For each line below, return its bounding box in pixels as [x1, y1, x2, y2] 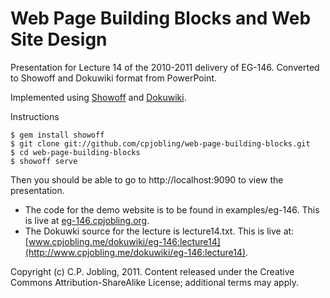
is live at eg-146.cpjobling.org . [24, 214, 150, 226]
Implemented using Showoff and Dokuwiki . [10, 91, 187, 103]
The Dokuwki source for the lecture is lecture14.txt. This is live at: [24, 225, 295, 237]
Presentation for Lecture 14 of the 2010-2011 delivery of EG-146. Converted [10, 61, 320, 73]
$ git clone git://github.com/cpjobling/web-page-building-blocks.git [10, 138, 311, 149]
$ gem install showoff [10, 130, 105, 140]
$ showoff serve [10, 156, 78, 166]
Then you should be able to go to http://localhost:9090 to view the [10, 173, 284, 186]
